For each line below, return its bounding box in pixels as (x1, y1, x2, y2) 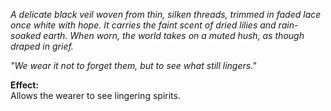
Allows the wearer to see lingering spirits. (10, 90, 181, 101)
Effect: (10, 79, 40, 91)
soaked (10, 30, 42, 41)
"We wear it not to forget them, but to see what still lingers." (10, 60, 257, 71)
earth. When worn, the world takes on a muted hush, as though (43, 30, 305, 41)
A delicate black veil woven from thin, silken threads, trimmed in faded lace (10, 9, 322, 20)
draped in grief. (10, 40, 74, 52)
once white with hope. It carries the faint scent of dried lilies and (10, 19, 277, 31)
